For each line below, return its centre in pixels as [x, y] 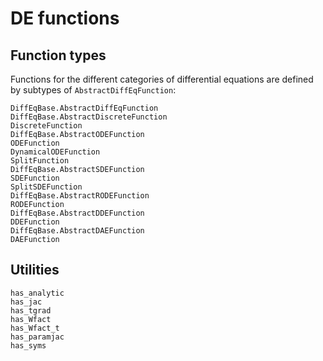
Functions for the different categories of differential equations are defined [162, 79]
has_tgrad [31, 310]
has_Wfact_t [35, 328]
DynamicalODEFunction [55, 152]
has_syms [28, 345]
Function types [58, 55]
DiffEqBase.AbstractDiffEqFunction [84, 108]
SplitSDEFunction [46, 187]
